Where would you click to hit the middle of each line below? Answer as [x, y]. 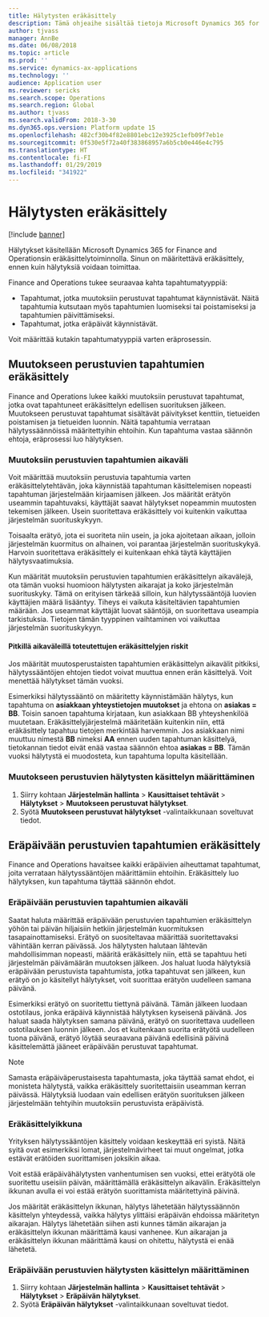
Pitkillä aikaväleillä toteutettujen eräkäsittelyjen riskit [98, 646]
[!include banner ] [37, 234]
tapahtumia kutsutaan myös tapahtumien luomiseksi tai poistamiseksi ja [138, 307]
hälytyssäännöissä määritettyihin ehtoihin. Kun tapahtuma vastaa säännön [130, 430]
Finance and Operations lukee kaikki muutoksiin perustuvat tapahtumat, [126, 396]
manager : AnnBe [34, 38]
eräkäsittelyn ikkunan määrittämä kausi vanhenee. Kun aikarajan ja [118, 1232]
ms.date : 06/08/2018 [43, 46]
